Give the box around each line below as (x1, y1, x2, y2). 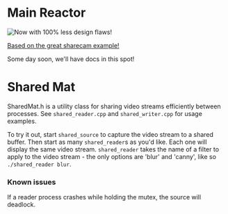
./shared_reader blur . (7, 160, 72, 168)
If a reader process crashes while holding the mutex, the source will (7, 193, 202, 201)
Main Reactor (7, 5, 86, 21)
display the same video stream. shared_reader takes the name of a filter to (7, 145, 220, 154)
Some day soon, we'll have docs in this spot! (7, 54, 135, 63)
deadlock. (7, 200, 36, 209)
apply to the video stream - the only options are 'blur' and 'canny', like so (7, 152, 217, 160)
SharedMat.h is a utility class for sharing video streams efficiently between (7, 102, 221, 110)
